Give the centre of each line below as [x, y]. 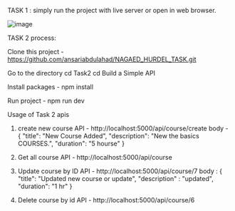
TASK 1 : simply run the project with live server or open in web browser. [112, 10]
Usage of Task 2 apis [38, 114]
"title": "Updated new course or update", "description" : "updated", [115, 179]
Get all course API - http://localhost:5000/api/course [95, 157]
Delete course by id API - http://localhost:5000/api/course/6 [106, 200]
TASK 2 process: [32, 38]
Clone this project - [36, 52]
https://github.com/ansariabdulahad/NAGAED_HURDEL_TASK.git [102, 59]
